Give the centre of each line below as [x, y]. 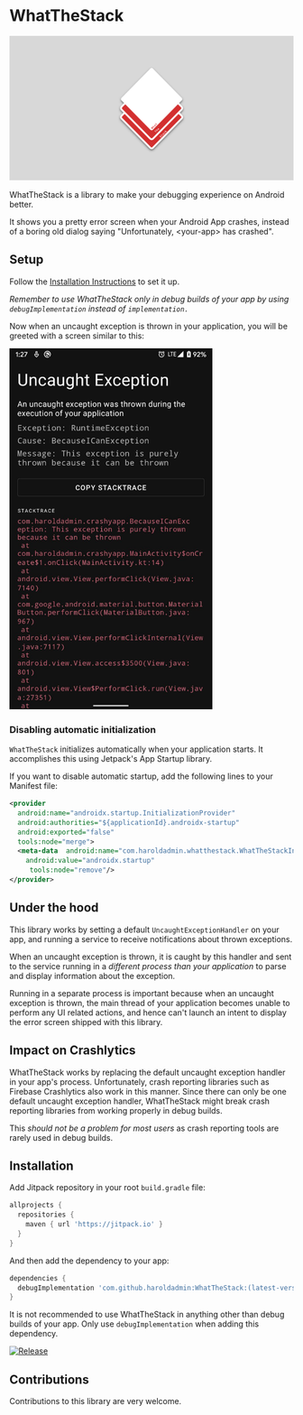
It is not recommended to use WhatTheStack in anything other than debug [147, 1315]
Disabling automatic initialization [83, 729]
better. [22, 204]
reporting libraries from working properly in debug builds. [116, 1110]
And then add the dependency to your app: [89, 1261]
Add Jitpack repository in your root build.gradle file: [107, 1188]
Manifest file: [34, 786]
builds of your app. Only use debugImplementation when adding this [134, 1324]
